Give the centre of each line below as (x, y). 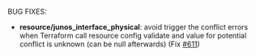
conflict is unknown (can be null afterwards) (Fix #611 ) (109, 44)
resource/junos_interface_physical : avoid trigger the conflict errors (134, 27)
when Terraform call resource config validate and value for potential (133, 36)
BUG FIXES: (27, 12)
